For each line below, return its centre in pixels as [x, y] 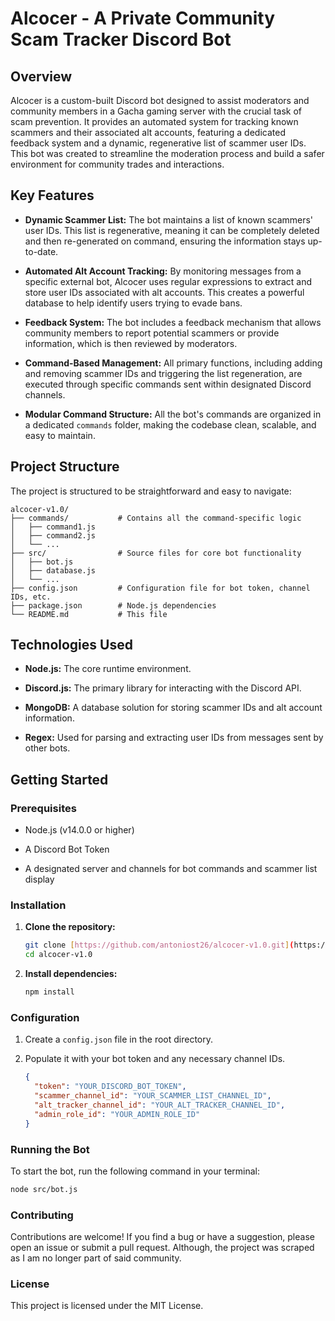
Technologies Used [71, 645]
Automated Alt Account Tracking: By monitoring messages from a [163, 271]
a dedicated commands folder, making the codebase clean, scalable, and [170, 424]
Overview [41, 76]
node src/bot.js [44, 1189]
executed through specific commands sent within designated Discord [168, 384]
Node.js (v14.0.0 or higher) [79, 830]
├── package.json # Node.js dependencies [113, 605]
